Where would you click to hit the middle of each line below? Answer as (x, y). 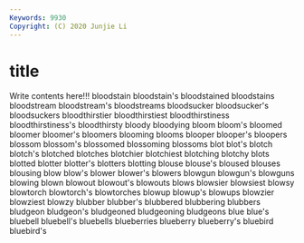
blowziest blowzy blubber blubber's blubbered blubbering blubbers (135, 202)
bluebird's (28, 231)
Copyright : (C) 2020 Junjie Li (68, 26)
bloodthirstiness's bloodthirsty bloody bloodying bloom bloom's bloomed (146, 125)
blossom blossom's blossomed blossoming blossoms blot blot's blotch (141, 144)
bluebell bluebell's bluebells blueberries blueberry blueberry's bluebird (142, 221)
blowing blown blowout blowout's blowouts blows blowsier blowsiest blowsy (152, 183)
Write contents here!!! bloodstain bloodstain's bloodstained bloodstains (142, 96)
